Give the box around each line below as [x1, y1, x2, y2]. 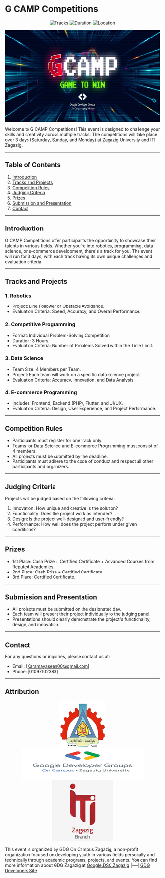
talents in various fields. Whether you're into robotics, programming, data [5, 243, 153, 249]
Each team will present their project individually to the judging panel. [12, 611, 151, 617]
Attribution [5, 687, 39, 696]
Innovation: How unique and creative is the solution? [12, 505, 118, 511]
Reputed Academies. [12, 564, 55, 570]
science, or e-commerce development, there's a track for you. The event [5, 248, 152, 254]
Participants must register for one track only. [12, 437, 103, 443]
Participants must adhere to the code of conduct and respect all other [12, 458, 154, 464]
